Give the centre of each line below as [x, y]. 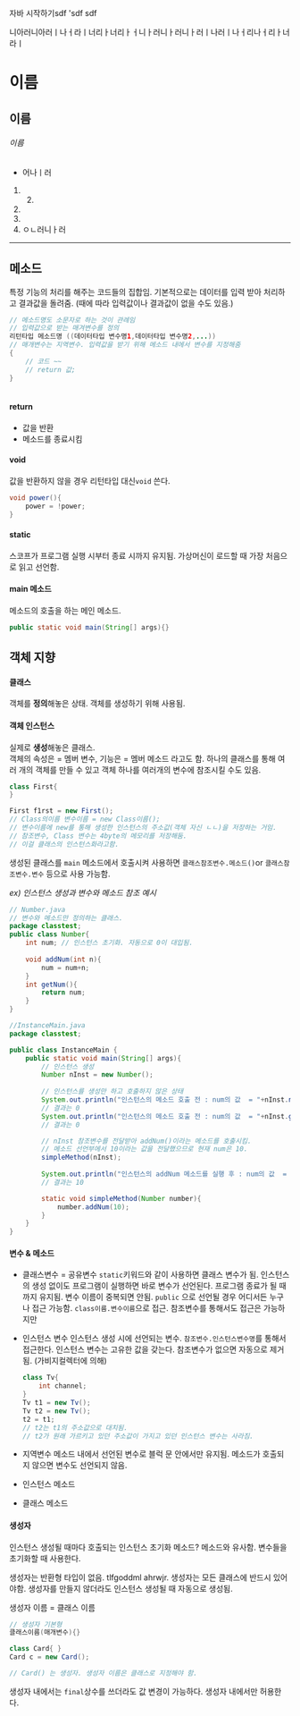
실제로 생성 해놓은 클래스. [52, 747]
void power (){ [36, 498]
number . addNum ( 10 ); [93, 1207]
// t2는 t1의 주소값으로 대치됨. [75, 1428]
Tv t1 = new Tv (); [56, 1403]
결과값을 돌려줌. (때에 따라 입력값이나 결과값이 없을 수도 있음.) [126, 303]
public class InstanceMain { [63, 1050]
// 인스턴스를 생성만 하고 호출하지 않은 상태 [112, 1092]
